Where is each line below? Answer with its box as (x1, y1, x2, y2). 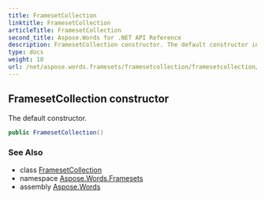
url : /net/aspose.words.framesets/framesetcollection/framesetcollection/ (8, 63, 259, 71)
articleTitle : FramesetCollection (8, 26, 122, 34)
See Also (8, 147, 43, 158)
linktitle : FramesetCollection (8, 19, 111, 27)
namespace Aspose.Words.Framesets (19, 173, 144, 182)
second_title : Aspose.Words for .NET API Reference (8, 33, 181, 42)
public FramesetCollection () (8, 128, 104, 137)
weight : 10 (8, 56, 44, 64)
